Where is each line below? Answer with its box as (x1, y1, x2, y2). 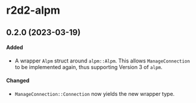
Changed (6, 77, 30, 84)
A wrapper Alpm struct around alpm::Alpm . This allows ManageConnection (14, 57, 191, 64)
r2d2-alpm (6, 4, 61, 17)
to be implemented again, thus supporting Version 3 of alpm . (14, 63, 163, 70)
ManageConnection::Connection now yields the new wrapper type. (14, 90, 175, 97)
